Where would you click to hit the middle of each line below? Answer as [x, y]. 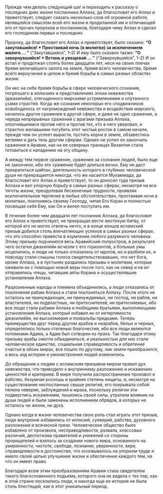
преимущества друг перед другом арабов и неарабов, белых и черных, [80, 323]
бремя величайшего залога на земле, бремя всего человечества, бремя [81, 68]
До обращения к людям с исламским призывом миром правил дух [75, 364]
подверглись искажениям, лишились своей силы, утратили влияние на [80, 395]
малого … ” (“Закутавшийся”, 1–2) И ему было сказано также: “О [73, 53]
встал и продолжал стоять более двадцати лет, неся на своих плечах [77, 63]
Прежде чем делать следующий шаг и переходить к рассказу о [72, 7]
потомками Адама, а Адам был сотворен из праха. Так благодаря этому [81, 334]
